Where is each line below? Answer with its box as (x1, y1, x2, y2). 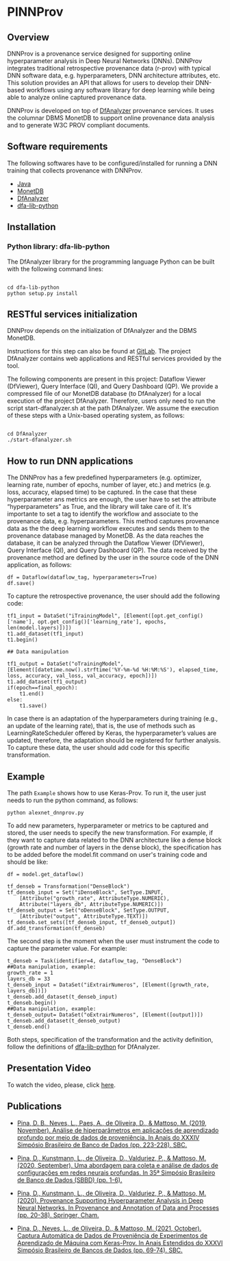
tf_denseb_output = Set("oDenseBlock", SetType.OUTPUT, (7, 907, 170, 914)
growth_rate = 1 (7, 969, 53, 976)
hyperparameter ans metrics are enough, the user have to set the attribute (7, 495, 217, 503)
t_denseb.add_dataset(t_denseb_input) (7, 993, 118, 1000)
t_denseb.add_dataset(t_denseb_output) (7, 1017, 121, 1024)
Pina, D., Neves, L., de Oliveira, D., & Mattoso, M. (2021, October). (16, 1224, 202, 1232)
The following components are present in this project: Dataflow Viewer (7, 375, 206, 384)
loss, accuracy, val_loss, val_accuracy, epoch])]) (7, 673, 157, 679)
